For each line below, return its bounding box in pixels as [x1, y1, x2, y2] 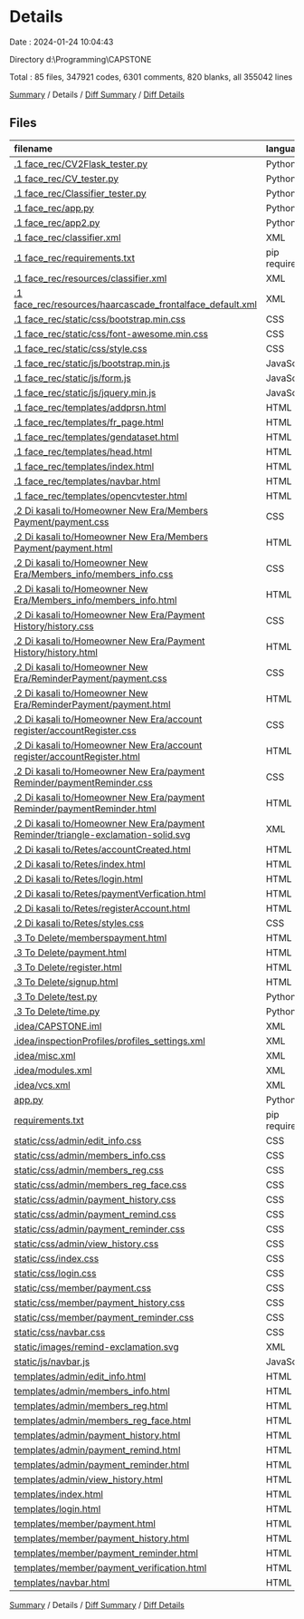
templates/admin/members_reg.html [14, 1399, 169, 1411]
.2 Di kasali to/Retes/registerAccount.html [14, 902, 191, 915]
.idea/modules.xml [14, 1063, 92, 1076]
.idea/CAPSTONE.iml [14, 1020, 102, 1032]
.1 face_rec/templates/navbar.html [14, 474, 161, 487]
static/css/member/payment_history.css [14, 1296, 185, 1309]
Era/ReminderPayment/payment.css [14, 672, 167, 684]
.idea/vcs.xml [14, 1079, 71, 1091]
